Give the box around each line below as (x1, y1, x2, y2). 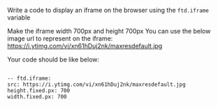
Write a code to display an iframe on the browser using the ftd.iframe (7, 6, 210, 14)
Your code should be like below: (7, 55, 100, 64)
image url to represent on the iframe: (7, 34, 113, 43)
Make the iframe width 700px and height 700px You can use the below (7, 27, 211, 35)
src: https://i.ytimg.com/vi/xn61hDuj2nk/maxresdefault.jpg (7, 81, 187, 88)
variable (7, 13, 31, 22)
